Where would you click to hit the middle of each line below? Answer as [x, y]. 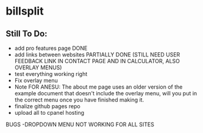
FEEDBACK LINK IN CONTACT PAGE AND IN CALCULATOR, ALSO [97, 61]
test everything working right [51, 74]
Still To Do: [27, 34]
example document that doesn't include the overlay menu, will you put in [106, 93]
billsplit [25, 11]
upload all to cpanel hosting [49, 113]
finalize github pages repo [47, 106]
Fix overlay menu [36, 80]
